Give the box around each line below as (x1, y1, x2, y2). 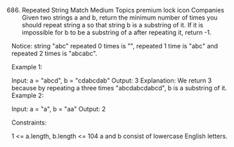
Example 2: (11, 91, 44, 99)
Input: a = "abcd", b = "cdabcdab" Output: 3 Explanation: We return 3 (11, 76, 212, 85)
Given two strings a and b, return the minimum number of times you (21, 13, 218, 22)
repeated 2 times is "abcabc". (11, 49, 98, 57)
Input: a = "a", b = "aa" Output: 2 (11, 105, 106, 113)
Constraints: (11, 118, 47, 127)
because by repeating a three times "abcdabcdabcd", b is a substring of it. (11, 84, 228, 92)
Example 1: (11, 63, 43, 71)
